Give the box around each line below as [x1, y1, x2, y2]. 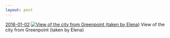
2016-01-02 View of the [5, 21, 165, 27]
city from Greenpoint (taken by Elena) [5, 26, 84, 33]
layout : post [5, 7, 33, 13]
